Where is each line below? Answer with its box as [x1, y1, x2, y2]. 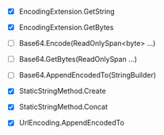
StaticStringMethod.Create [18, 87, 106, 96]
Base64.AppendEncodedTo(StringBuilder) [18, 71, 156, 80]
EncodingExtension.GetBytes [18, 23, 114, 33]
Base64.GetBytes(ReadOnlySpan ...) [18, 55, 138, 64]
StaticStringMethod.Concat [18, 102, 108, 112]
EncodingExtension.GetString [18, 7, 116, 16]
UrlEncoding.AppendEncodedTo [18, 118, 124, 128]
